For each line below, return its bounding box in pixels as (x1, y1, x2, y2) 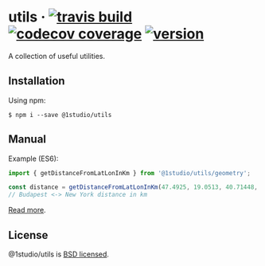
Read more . (8, 205, 46, 215)
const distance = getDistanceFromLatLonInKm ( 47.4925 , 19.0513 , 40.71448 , (8, 183, 259, 191)
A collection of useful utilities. (8, 51, 106, 61)
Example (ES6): (8, 154, 59, 163)
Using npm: (8, 96, 46, 105)
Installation (8, 74, 65, 88)
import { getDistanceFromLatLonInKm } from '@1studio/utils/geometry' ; (8, 169, 251, 177)
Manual (8, 132, 46, 147)
